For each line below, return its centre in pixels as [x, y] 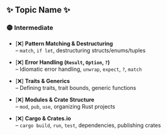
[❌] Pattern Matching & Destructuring [64, 43]
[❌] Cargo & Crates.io [43, 118]
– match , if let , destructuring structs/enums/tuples [80, 50]
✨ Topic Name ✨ [38, 10]
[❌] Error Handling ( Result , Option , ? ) [63, 62]
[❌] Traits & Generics [43, 81]
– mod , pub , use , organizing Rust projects [65, 106]
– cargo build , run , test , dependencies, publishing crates [88, 125]
